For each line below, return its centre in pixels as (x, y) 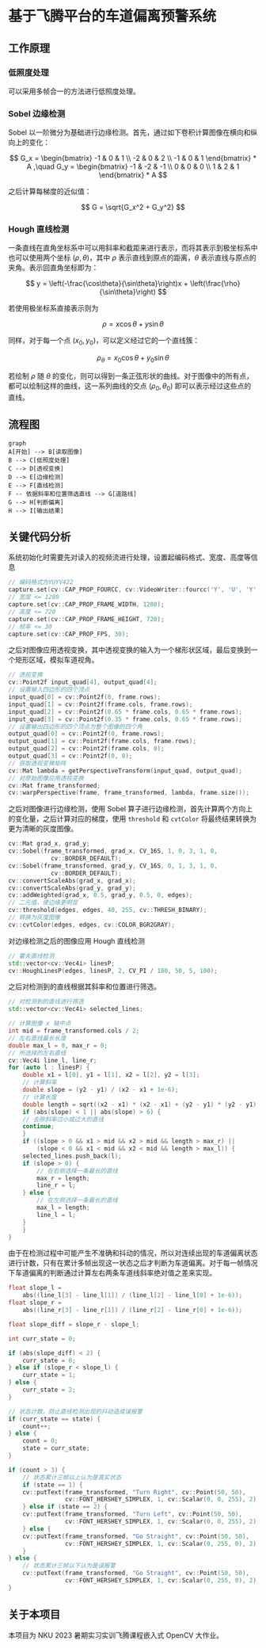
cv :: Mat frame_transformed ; (55, 785)
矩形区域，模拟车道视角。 (57, 660)
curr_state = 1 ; (49, 1375)
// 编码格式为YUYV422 (41, 582)
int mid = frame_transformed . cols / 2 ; (74, 1031)
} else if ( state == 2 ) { (65, 1507)
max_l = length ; (63, 1208)
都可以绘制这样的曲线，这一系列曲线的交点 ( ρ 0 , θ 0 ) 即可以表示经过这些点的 (130, 387)
